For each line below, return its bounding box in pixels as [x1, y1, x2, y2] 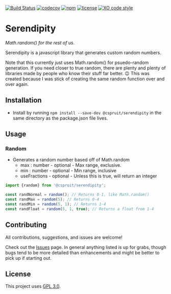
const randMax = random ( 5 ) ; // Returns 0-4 [5, 197, 100, 202]
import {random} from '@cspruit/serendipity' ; [5, 183, 106, 188]
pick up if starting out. [5, 255, 52, 261]
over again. [5, 81, 29, 87]
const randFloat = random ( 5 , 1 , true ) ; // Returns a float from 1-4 [5, 206, 154, 212]
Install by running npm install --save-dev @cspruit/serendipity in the [12, 109, 162, 116]
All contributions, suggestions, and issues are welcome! [5, 234, 123, 240]
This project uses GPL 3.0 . [5, 283, 61, 289]
